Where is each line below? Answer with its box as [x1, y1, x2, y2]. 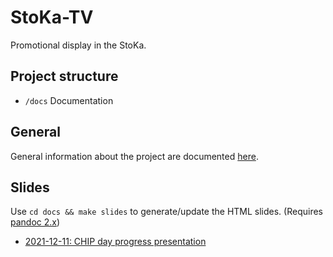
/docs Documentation [24, 94, 114, 106]
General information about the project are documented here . [10, 150, 259, 162]
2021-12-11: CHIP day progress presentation [24, 236, 207, 248]
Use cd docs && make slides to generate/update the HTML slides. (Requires [10, 206, 323, 218]
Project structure [10, 68, 119, 85]
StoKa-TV [10, 6, 94, 29]
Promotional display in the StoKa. [10, 39, 147, 51]
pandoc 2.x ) [10, 216, 61, 228]
